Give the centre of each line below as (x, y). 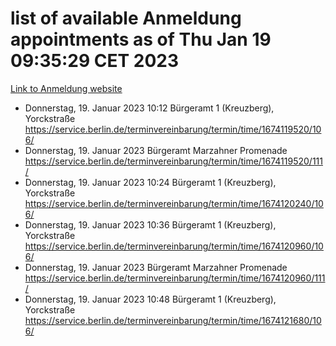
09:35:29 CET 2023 (94, 61)
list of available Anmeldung (126, 18)
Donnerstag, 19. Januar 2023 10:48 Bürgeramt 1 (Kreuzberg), (150, 299)
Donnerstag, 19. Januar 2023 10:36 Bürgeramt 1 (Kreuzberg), (150, 224)
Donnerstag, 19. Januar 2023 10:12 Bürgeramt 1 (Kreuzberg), (149, 108)
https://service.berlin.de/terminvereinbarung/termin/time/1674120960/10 (174, 246)
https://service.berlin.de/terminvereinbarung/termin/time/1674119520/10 (173, 129)
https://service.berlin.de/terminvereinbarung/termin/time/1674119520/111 (173, 161)
